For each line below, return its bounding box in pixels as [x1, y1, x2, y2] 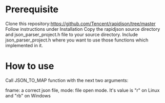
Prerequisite [5, 4, 59, 15]
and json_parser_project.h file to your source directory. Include [5, 31, 138, 37]
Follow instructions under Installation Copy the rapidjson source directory [5, 26, 160, 32]
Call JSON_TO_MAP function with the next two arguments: [5, 77, 129, 83]
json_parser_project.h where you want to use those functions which [5, 37, 149, 43]
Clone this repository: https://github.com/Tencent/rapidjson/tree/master [5, 20, 156, 27]
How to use [5, 60, 54, 72]
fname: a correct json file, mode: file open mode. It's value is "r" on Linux [5, 87, 160, 93]
